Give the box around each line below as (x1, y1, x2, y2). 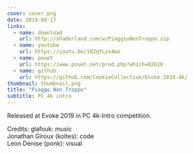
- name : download (13, 29, 63, 36)
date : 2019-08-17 (7, 16, 57, 23)
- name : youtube (13, 42, 59, 49)
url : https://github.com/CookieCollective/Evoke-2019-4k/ (19, 73, 188, 81)
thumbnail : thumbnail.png (7, 80, 81, 87)
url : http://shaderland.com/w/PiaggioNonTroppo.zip (19, 36, 169, 42)
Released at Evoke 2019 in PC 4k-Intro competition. (7, 112, 152, 120)
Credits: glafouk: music (7, 125, 72, 133)
